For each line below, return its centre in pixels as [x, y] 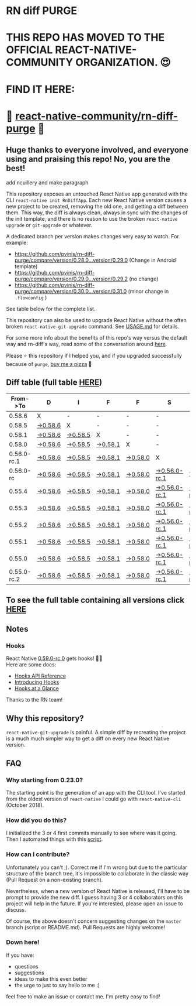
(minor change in [148, 291]
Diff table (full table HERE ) [54, 382]
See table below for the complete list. [51, 309]
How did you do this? [36, 820]
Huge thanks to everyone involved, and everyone [97, 150]
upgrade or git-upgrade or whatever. [49, 225]
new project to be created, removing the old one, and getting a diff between [97, 206]
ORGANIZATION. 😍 [123, 62]
